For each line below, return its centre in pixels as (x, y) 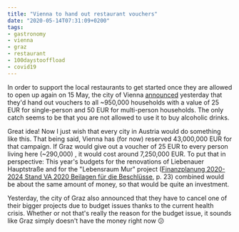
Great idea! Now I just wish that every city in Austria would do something (114, 131)
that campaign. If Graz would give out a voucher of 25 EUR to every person (118, 146)
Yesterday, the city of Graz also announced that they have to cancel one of (117, 198)
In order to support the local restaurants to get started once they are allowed (120, 87)
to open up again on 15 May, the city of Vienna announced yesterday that (115, 95)
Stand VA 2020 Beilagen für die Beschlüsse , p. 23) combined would (124, 176)
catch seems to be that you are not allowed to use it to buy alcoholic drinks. (118, 117)
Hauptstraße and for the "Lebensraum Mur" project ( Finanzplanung (106, 169)
